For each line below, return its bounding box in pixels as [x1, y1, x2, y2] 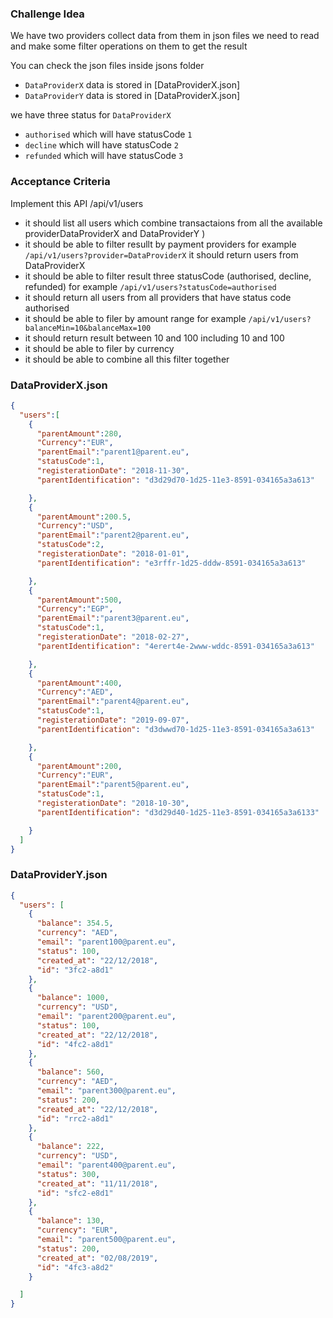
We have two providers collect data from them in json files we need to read [10, 30, 320, 42]
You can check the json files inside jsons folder [10, 60, 205, 72]
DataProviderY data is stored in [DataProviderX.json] [24, 90, 241, 102]
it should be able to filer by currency [24, 342, 175, 354]
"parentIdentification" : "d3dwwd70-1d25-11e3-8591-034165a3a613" [36, 724, 315, 734]
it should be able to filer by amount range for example [24, 312, 247, 324]
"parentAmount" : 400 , [36, 678, 123, 688]
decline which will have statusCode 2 [24, 139, 180, 151]
